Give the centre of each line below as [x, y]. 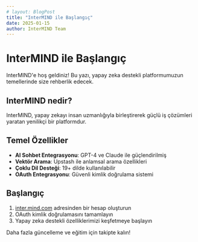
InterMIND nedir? [39, 100]
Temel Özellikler [37, 140]
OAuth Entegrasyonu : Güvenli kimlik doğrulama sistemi [84, 174]
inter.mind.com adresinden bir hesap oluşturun [73, 208]
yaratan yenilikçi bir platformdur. [46, 122]
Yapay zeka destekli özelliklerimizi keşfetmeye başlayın [84, 220]
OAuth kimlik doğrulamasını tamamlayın [64, 214]
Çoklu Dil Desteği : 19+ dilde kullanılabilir [65, 168]
